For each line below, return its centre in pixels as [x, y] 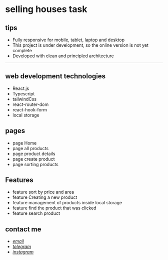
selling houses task [46, 9]
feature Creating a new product [45, 197]
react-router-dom [30, 104]
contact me [23, 229]
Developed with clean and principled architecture [63, 56]
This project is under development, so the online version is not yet [80, 45]
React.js [21, 88]
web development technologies [55, 76]
